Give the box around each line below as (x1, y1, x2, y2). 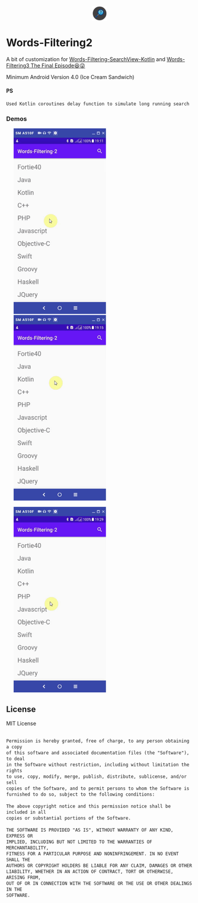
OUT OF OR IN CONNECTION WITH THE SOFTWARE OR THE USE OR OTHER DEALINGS (6, 880, 193, 887)
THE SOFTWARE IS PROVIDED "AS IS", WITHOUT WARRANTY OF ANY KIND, (6, 827, 174, 834)
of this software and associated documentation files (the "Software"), (6, 750, 190, 756)
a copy (6, 744, 23, 750)
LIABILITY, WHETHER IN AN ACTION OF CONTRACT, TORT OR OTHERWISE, (6, 869, 174, 875)
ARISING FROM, (6, 875, 41, 881)
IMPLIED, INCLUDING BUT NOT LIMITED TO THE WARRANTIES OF (6, 839, 152, 845)
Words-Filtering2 (6, 36, 93, 50)
